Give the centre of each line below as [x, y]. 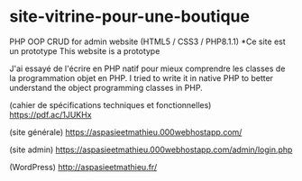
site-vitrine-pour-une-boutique [130, 17]
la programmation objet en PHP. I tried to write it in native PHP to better [141, 77]
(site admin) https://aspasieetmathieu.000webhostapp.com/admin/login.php [151, 149]
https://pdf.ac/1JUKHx [50, 114]
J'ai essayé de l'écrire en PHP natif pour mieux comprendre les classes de [147, 68]
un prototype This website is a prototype [85, 50]
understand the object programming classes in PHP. [106, 87]
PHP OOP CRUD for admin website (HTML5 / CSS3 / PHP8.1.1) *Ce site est [147, 41]
